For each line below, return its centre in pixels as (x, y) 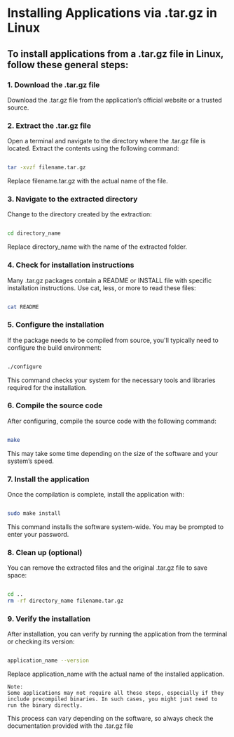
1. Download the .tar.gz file (54, 84)
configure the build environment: (54, 347)
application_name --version (48, 661)
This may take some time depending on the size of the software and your (113, 453)
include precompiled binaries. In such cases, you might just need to (112, 699)
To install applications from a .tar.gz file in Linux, (116, 54)
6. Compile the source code (55, 405)
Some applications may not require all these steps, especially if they (116, 693)
